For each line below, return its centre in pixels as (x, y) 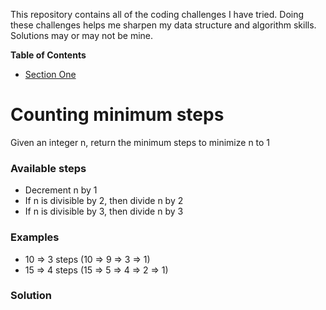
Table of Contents (48, 55)
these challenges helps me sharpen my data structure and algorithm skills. (163, 25)
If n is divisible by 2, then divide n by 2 (104, 201)
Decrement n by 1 (61, 190)
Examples (35, 237)
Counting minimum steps (117, 115)
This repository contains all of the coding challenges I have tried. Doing (157, 14)
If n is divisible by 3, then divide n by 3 (104, 211)
